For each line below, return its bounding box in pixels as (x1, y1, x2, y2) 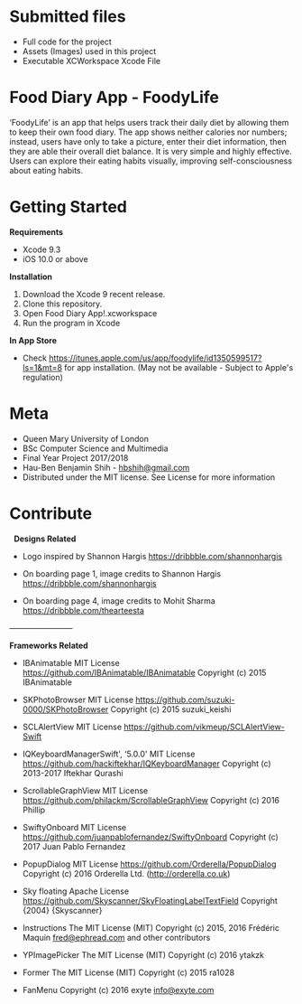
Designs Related (13, 533, 77, 544)
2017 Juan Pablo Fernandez (22, 840, 126, 851)
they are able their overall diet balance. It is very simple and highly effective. (9, 145, 292, 156)
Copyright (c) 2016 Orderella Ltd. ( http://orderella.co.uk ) (22, 868, 231, 878)
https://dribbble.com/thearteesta (22, 605, 144, 615)
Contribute (9, 503, 93, 523)
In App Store (9, 334, 57, 345)
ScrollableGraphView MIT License (22, 784, 149, 796)
